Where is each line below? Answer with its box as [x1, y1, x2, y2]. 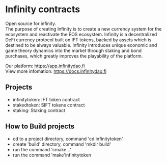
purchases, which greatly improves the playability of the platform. [5, 52, 143, 59]
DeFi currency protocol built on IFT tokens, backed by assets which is [5, 37, 152, 43]
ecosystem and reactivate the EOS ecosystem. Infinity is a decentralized [5, 31, 157, 37]
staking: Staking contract [12, 107, 65, 113]
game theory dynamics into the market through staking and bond [5, 47, 142, 53]
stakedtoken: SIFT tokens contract [12, 102, 85, 108]
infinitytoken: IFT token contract [12, 96, 80, 102]
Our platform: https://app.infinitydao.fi [5, 63, 85, 69]
